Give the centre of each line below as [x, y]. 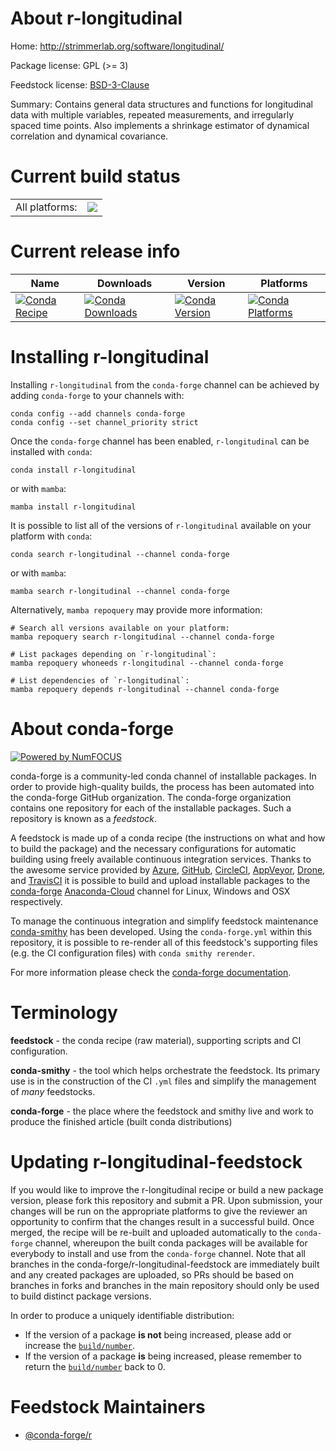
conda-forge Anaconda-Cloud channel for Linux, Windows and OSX [150, 891]
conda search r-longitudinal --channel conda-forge [120, 554]
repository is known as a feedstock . [84, 818]
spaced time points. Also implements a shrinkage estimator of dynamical [160, 125]
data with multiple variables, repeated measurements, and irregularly [152, 114]
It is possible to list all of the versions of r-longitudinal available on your [161, 525]
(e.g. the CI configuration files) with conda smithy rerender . [132, 953]
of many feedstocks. [53, 1091]
